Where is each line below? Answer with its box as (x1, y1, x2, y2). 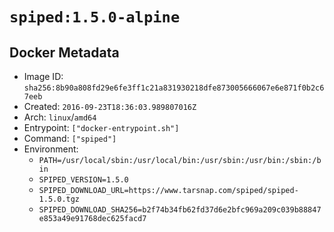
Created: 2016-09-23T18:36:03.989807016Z (23, 101, 197, 112)
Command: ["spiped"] (23, 133, 117, 144)
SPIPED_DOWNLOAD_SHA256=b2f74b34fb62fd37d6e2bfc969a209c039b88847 (38, 205, 322, 215)
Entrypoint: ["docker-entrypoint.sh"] (23, 122, 180, 133)
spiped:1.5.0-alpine (9, 8, 181, 27)
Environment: (23, 143, 79, 155)
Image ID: (23, 71, 64, 82)
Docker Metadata (9, 44, 120, 61)
